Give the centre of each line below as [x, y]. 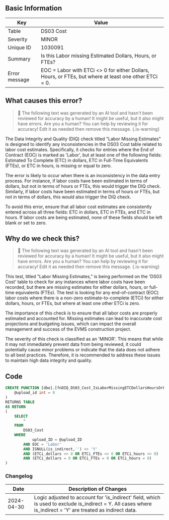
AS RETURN [16, 407]
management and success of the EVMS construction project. [68, 329]
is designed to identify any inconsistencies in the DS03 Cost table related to [84, 144]
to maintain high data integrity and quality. [49, 360]
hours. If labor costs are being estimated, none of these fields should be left [84, 217]
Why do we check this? [42, 239]
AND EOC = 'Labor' [43, 444]
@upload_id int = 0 [35, 393]
